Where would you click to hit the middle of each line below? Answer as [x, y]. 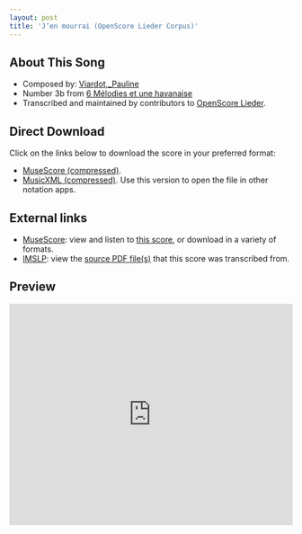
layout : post [34, 18]
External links [49, 218]
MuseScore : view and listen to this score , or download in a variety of [149, 239]
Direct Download [57, 131]
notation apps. [49, 190]
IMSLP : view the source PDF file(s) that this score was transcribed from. [156, 258]
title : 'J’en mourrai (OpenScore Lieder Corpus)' [104, 26]
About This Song [58, 62]
